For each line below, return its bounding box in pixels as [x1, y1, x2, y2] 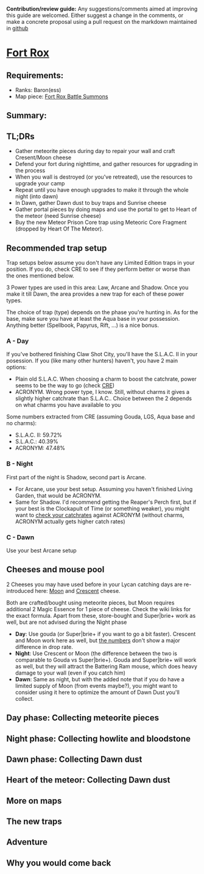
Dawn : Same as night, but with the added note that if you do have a [15, 675, 185, 682]
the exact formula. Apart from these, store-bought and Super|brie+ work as [6, 612, 196, 619]
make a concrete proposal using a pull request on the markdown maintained [6, 18, 197, 25]
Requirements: [6, 70, 64, 81]
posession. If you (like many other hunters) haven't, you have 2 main [6, 357, 178, 365]
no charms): [6, 420, 37, 427]
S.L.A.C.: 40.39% [15, 438, 59, 445]
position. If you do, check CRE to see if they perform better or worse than [6, 265, 191, 273]
